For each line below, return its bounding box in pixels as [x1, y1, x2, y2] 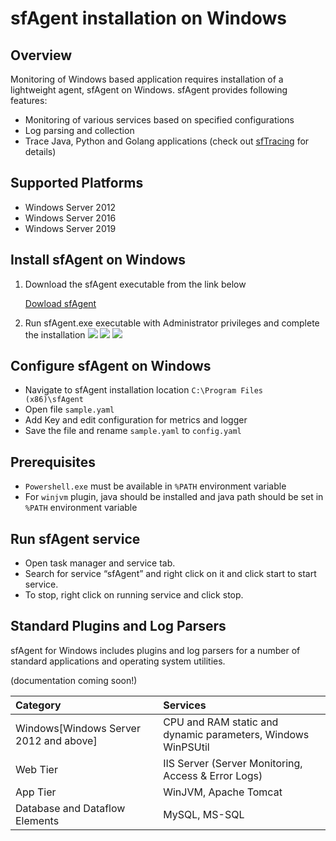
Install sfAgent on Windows [10, 252, 187, 269]
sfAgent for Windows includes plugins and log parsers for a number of [10, 644, 301, 656]
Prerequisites [10, 453, 96, 471]
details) [24, 146, 57, 157]
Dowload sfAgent [24, 297, 97, 309]
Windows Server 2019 [24, 222, 117, 234]
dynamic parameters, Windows [163, 727, 310, 741]
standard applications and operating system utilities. [10, 655, 226, 667]
